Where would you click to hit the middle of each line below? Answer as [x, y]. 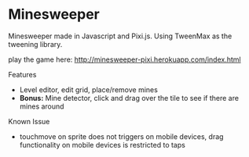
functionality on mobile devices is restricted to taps [103, 145]
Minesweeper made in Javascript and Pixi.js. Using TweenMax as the [120, 36]
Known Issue [29, 121]
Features [22, 74]
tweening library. [35, 44]
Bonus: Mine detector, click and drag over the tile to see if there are [129, 98]
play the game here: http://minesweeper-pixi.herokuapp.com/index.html [124, 59]
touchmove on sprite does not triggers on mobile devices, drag [121, 136]
